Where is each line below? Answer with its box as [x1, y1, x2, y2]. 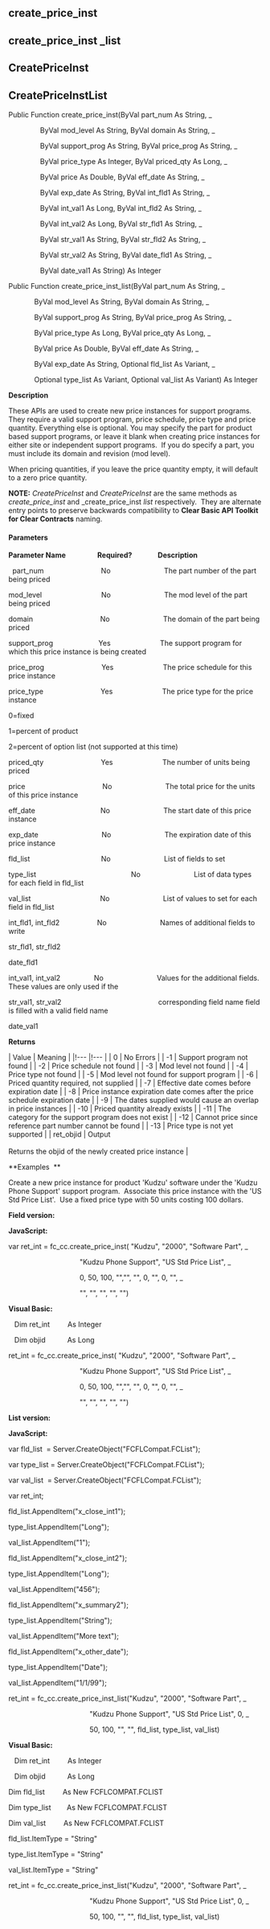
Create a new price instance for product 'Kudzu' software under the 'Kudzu [8, 1178, 258, 1187]
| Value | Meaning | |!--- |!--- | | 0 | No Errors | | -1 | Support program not [8, 1053, 248, 1063]
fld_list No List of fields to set [8, 854, 226, 864]
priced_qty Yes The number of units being [8, 758, 251, 767]
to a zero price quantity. [8, 472, 88, 482]
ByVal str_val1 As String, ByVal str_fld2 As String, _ [39, 234, 207, 244]
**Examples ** [8, 1162, 61, 1172]
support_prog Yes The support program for [8, 639, 243, 648]
